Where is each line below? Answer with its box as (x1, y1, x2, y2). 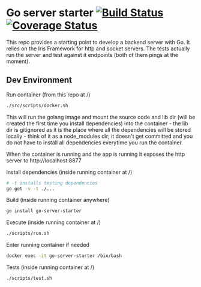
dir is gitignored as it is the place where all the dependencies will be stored (6, 126, 191, 133)
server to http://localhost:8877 (6, 156, 82, 164)
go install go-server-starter (6, 208, 82, 214)
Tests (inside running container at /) (6, 264, 95, 271)
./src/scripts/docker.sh (6, 102, 68, 108)
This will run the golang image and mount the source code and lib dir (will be (6, 113, 196, 120)
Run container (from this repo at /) (6, 90, 91, 98)
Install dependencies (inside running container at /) (6, 168, 133, 176)
